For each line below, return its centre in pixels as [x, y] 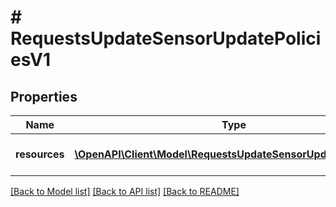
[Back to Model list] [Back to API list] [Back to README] [125, 191]
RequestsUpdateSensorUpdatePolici [166, 38]
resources [40, 154]
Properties [44, 96]
